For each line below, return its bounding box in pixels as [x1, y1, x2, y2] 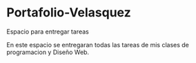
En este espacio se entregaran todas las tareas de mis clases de [6, 40, 189, 49]
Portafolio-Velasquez [6, 5, 132, 21]
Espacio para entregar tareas [6, 27, 89, 36]
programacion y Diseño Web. [6, 48, 90, 56]
